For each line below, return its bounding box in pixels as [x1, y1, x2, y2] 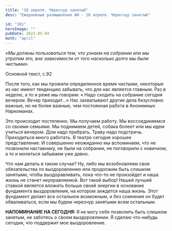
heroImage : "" [5, 26, 36, 31]
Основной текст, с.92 [5, 71, 52, 77]
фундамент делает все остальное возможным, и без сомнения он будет [5, 194, 165, 199]
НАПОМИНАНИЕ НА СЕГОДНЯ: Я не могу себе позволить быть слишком [5, 209, 167, 215]
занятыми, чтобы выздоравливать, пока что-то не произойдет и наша [5, 171, 159, 178]
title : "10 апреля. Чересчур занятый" [5, 7, 88, 13]
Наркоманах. [5, 108, 34, 114]
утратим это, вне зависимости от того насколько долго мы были [5, 55, 149, 62]
